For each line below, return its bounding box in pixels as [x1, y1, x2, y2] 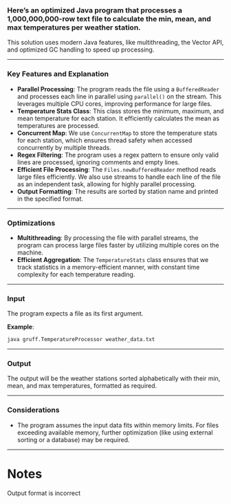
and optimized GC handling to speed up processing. [7, 45, 155, 54]
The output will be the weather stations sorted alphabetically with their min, [7, 374, 221, 383]
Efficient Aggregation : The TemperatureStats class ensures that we [16, 255, 209, 263]
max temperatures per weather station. [7, 23, 141, 32]
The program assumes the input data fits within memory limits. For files [16, 421, 219, 429]
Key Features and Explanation [7, 69, 109, 79]
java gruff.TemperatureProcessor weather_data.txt [7, 336, 155, 343]
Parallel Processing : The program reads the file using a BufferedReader [16, 85, 220, 93]
